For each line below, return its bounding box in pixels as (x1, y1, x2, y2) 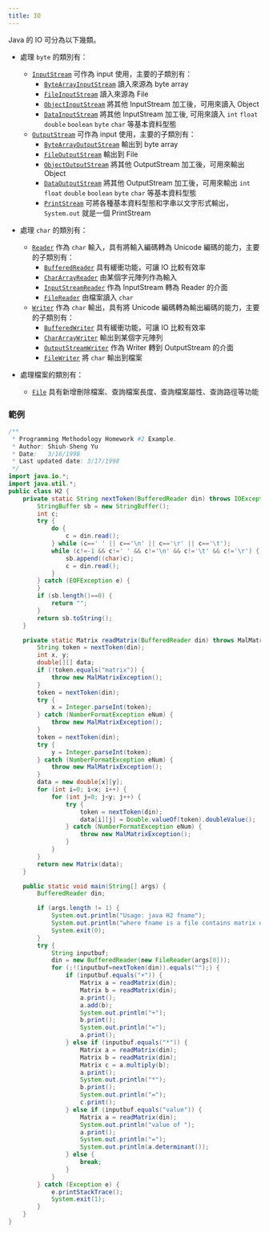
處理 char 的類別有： (19, 225, 88, 235)
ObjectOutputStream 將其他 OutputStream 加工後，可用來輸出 (43, 159, 246, 169)
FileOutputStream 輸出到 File (43, 149, 139, 159)
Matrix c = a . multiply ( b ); (79, 1061, 171, 1069)
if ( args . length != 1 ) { (37, 904, 120, 913)
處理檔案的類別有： (19, 369, 84, 379)
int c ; (37, 509, 59, 518)
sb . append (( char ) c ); (65, 554, 134, 562)
